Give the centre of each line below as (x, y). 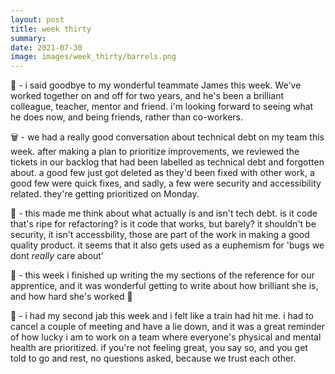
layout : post (37, 19)
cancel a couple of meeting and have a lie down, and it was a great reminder (167, 327)
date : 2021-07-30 (46, 47)
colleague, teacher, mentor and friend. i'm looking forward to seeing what (162, 107)
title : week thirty (51, 29)
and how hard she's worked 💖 (71, 297)
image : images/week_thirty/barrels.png (93, 57)
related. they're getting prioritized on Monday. (105, 194)
